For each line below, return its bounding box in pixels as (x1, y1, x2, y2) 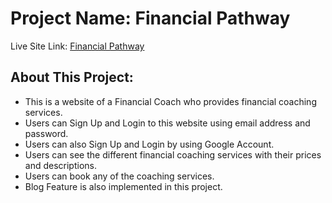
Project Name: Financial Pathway (10, 7, 291, 30)
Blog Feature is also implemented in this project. (24, 180, 223, 192)
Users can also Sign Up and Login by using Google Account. (24, 138, 275, 150)
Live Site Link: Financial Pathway (10, 40, 145, 52)
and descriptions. (24, 159, 97, 171)
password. (24, 127, 69, 139)
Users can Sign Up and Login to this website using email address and (24, 117, 311, 129)
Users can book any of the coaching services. (24, 170, 215, 182)
